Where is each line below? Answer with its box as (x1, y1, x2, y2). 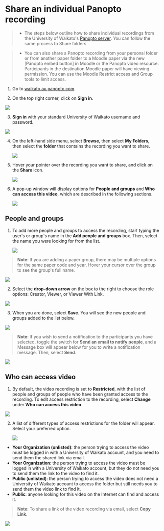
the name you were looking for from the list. (12, 238, 100, 244)
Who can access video (5, 373, 76, 381)
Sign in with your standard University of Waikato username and (12, 114, 141, 120)
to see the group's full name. (17, 267, 75, 273)
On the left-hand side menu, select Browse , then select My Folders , (12, 138, 150, 143)
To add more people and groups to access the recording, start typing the (12, 227, 160, 233)
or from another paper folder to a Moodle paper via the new (24, 55, 145, 61)
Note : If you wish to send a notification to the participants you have (17, 334, 153, 339)
